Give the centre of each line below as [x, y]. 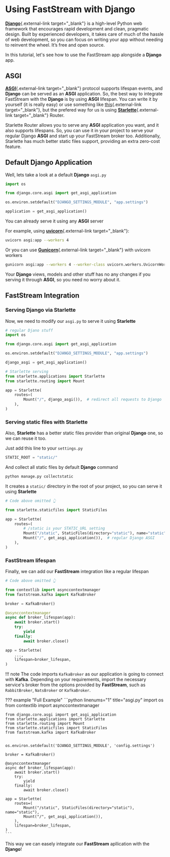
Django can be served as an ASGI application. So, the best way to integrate [84, 94]
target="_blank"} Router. [39, 115]
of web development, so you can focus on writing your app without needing [84, 40]
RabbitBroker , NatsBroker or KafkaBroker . [48, 690]
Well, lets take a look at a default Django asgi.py [56, 175]
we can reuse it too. [26, 438]
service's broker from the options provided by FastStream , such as [75, 685]
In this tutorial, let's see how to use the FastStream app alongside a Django [83, 55]
